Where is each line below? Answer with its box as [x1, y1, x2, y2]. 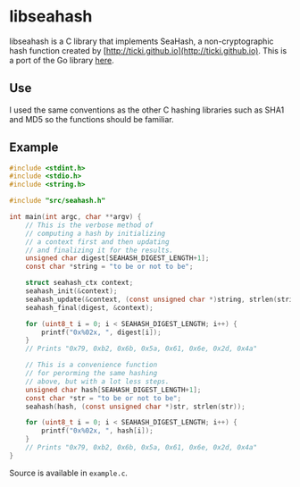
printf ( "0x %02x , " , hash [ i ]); [41, 426, 154, 435]
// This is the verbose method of [25, 221, 154, 230]
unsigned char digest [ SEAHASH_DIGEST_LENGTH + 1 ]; [25, 254, 210, 263]
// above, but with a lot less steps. [25, 377, 170, 386]
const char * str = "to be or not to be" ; [25, 393, 181, 403]
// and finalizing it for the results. [25, 246, 174, 255]
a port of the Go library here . [9, 55, 114, 65]
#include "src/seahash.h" [9, 197, 105, 206]
